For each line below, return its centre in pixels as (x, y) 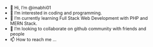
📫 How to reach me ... (33, 39)
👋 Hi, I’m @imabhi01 (30, 8)
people (17, 34)
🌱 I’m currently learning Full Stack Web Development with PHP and (79, 18)
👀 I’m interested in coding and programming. (56, 13)
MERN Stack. (24, 23)
